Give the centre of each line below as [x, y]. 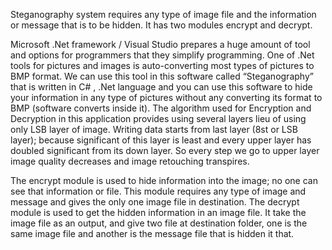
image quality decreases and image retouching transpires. [130, 161]
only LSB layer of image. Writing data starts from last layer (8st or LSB [154, 129]
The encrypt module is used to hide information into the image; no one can [164, 180]
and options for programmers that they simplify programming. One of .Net [162, 55]
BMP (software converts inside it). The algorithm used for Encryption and [161, 108]
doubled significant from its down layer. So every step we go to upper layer [165, 150]
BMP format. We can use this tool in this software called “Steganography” [162, 76]
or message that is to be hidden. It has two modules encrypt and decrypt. [161, 25]
